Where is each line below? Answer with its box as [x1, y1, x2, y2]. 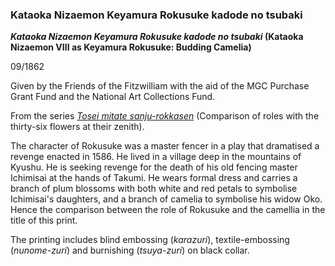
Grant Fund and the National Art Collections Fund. [10, 91, 216, 103]
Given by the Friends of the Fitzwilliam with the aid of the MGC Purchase [10, 80, 310, 92]
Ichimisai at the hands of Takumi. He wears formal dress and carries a [10, 172, 298, 184]
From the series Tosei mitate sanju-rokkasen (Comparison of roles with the [10, 110, 320, 122]
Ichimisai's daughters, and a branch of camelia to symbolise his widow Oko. [10, 193, 323, 205]
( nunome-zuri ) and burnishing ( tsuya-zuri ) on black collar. [10, 244, 250, 257]
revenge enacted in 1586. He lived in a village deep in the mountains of [10, 151, 302, 163]
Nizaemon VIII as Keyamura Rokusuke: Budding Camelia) [10, 41, 252, 53]
